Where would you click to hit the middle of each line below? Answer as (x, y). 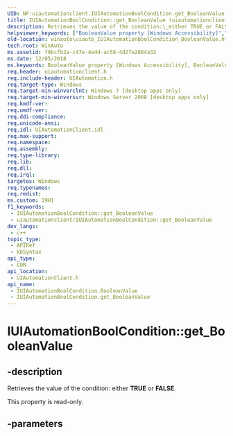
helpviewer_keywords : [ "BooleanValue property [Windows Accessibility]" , (116, 33)
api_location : (28, 271)
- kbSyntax (26, 252)
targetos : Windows (34, 181)
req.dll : (20, 168)
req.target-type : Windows (44, 85)
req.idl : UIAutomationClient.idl (55, 130)
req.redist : (24, 194)
